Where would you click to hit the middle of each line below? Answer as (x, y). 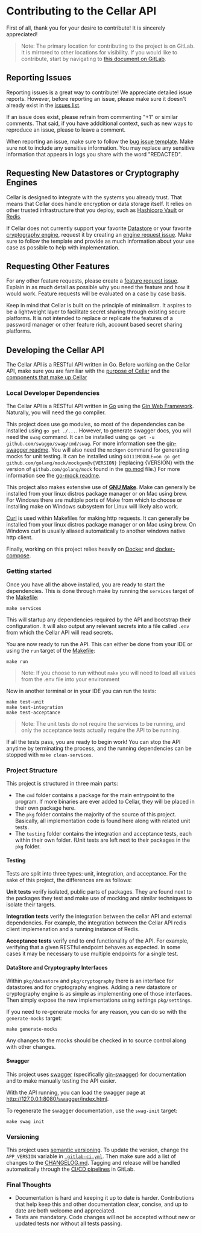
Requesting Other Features (58, 266)
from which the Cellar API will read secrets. (60, 632)
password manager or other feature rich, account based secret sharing (94, 325)
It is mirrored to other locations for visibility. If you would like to (99, 52)
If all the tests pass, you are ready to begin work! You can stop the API (93, 741)
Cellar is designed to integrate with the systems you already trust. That (94, 197)
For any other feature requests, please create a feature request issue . (93, 281)
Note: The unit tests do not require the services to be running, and (103, 723)
